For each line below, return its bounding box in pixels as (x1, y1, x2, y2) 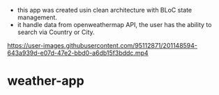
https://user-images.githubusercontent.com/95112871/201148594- (7, 42, 197, 49)
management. (17, 13, 58, 21)
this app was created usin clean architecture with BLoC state (17, 6, 192, 14)
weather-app (7, 73, 85, 89)
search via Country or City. (17, 28, 96, 36)
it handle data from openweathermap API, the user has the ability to (17, 21, 212, 28)
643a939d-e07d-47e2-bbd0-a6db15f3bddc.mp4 (7, 49, 149, 57)
